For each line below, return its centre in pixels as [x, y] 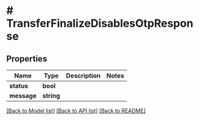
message [23, 96]
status [19, 86]
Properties [27, 58]
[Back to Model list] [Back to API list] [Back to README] [76, 111]
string [51, 96]
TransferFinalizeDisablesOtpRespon [100, 23]
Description [83, 75]
